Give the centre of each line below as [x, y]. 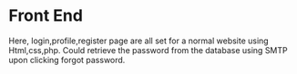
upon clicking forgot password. [67, 60]
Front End [46, 16]
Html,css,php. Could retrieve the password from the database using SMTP [148, 50]
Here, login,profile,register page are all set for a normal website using [139, 41]
